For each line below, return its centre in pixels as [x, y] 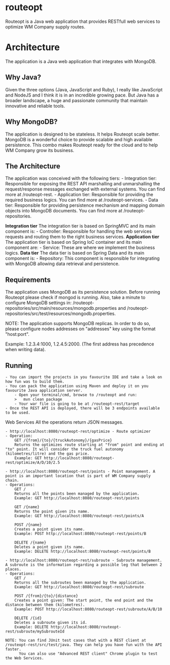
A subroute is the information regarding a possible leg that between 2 [84, 565]
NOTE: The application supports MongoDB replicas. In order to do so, [78, 324]
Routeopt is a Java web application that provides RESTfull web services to [83, 21]
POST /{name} [28, 525]
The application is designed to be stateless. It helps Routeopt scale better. [82, 134]
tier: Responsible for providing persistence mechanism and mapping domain [85, 205]
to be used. [18, 413]
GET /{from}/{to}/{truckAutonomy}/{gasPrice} [63, 440]
